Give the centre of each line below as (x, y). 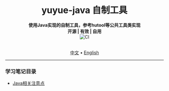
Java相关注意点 (29, 83)
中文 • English (84, 52)
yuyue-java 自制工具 (84, 10)
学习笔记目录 (21, 71)
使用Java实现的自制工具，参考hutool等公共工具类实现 (84, 25)
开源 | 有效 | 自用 (84, 31)
